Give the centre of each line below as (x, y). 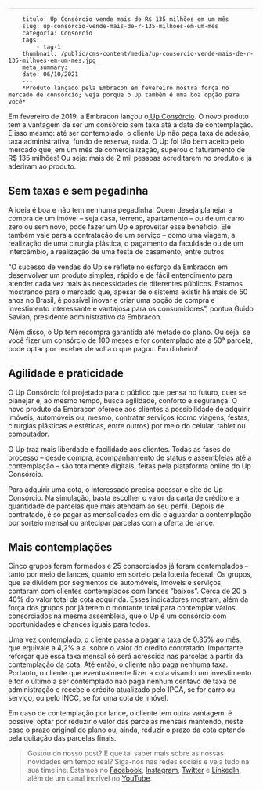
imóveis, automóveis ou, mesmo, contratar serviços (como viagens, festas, (129, 417)
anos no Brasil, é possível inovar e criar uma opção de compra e (112, 300)
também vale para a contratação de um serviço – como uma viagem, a (122, 235)
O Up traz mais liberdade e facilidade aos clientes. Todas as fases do (119, 449)
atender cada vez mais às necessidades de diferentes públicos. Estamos (125, 283)
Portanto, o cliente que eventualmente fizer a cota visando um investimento (130, 673)
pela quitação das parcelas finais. (62, 738)
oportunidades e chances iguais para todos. (79, 624)
